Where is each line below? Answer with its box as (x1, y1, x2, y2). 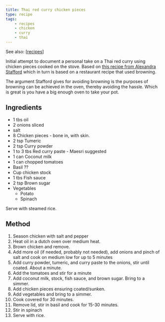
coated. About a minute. (12, 264, 62, 271)
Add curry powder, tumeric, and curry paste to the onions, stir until (12, 259, 150, 265)
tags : (5, 16, 17, 21)
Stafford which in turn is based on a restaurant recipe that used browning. (5, 69, 157, 75)
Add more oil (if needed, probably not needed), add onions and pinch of (12, 249, 160, 255)
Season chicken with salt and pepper (12, 233, 89, 239)
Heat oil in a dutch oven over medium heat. (12, 238, 101, 244)
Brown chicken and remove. (12, 243, 70, 249)
